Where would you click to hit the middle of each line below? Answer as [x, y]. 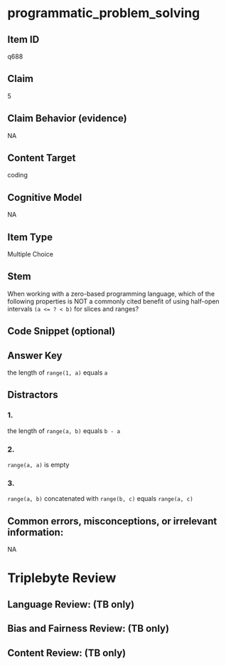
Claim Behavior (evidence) [67, 119]
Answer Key [35, 355]
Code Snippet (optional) [61, 332]
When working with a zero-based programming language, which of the [111, 293]
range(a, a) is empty [38, 465]
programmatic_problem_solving [104, 13]
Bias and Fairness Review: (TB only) [88, 629]
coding [18, 175]
